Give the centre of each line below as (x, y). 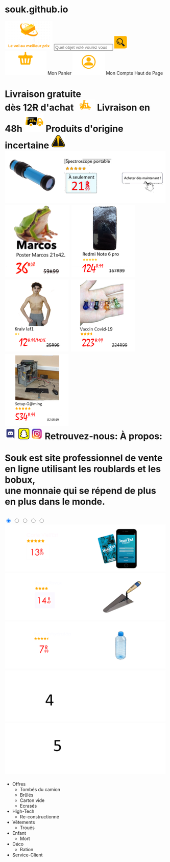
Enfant (19, 833)
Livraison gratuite (43, 94)
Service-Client (27, 855)
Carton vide (32, 800)
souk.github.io (37, 9)
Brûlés (27, 795)
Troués (27, 828)
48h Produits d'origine (64, 129)
